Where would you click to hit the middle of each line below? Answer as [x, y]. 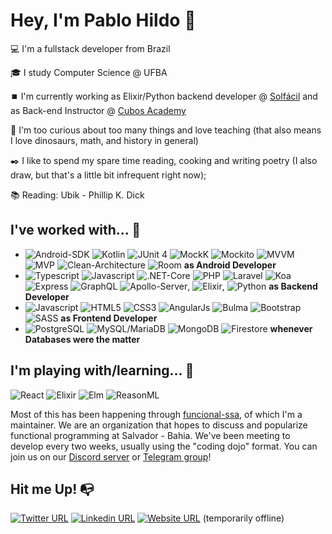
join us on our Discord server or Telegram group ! [111, 456]
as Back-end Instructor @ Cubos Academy [98, 110]
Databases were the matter [82, 339]
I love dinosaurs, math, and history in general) [104, 140]
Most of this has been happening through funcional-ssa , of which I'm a [156, 414]
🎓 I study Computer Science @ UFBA [89, 72]
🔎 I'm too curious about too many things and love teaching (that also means [166, 130]
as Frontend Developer [109, 318]
